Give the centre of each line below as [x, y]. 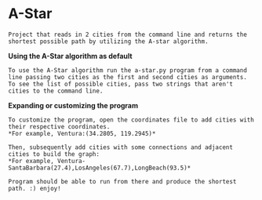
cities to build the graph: [54, 154]
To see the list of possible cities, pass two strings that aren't [121, 84]
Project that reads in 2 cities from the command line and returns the [127, 35]
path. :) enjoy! [35, 188]
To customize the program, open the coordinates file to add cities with [131, 120]
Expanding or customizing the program [73, 105]
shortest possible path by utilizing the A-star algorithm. [109, 41]
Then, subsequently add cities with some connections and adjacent [121, 147]
